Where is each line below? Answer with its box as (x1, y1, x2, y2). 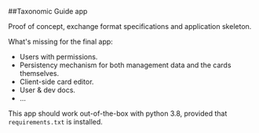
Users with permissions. (19, 52, 98, 61)
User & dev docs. (19, 85, 76, 95)
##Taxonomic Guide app (8, 7, 88, 16)
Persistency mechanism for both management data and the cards (19, 60, 232, 70)
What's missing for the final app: (8, 37, 114, 46)
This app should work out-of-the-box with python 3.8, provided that (8, 109, 228, 118)
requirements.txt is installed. (8, 117, 104, 126)
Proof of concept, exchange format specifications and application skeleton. (8, 22, 252, 31)
